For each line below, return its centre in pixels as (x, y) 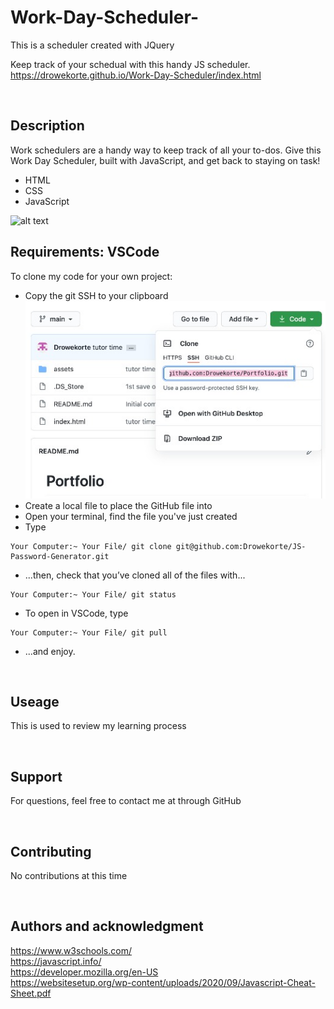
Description (47, 126)
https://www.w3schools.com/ (71, 950)
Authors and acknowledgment (107, 926)
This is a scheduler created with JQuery (92, 45)
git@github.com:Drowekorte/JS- (241, 546)
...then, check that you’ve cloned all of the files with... (135, 575)
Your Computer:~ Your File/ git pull (89, 632)
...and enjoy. (50, 651)
